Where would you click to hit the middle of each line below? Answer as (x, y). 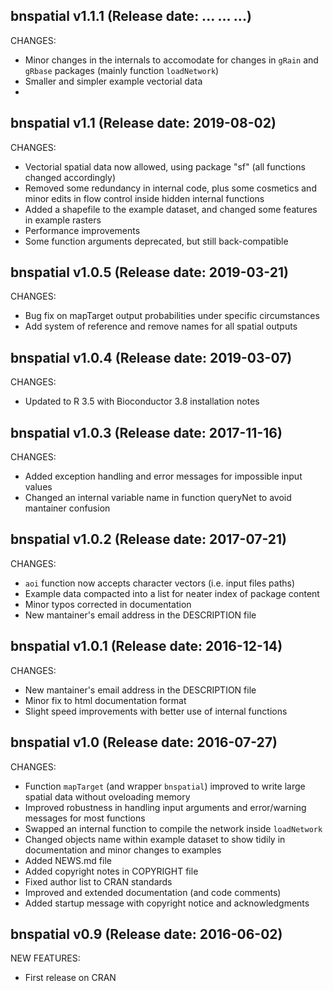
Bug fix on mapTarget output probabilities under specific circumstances (172, 316)
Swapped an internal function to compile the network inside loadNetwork (173, 828)
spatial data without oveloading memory (107, 796)
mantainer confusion (67, 508)
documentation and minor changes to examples (123, 850)
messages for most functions (85, 818)
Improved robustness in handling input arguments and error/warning (165, 807)
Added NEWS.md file (68, 860)
